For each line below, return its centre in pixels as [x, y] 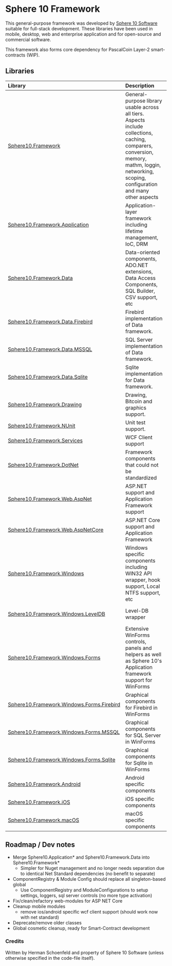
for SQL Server [143, 735]
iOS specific [140, 798]
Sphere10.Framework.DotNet [43, 465]
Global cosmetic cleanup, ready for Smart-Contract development [81, 928]
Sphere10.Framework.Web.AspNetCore [56, 530]
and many [137, 191]
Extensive [137, 628]
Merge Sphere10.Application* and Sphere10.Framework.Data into [81, 857]
